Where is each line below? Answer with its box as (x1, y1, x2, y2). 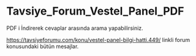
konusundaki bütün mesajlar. (6, 43, 79, 50)
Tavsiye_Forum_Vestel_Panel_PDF (6, 4, 184, 18)
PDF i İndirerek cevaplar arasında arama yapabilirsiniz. (6, 24, 144, 32)
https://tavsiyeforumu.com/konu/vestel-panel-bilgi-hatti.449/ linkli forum (6, 36, 190, 43)
